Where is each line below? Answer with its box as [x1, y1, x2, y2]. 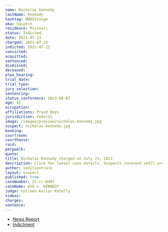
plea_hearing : [5, 72, 35, 77]
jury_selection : [5, 86, 39, 91]
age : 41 [5, 100, 21, 105]
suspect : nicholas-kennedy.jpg [5, 123, 70, 128]
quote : [5, 151, 19, 156]
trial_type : [5, 81, 30, 86]
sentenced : [5, 58, 28, 63]
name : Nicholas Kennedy [5, 7, 55, 12]
